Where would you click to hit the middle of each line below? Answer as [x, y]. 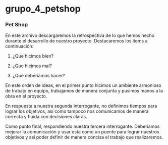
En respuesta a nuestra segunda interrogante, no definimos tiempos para [81, 106]
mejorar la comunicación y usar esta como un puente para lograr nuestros [82, 132]
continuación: [19, 46]
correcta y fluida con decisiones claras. [46, 117]
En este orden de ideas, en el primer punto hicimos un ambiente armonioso [83, 85]
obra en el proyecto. [26, 96]
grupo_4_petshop [43, 9]
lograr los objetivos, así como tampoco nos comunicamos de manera [77, 111]
